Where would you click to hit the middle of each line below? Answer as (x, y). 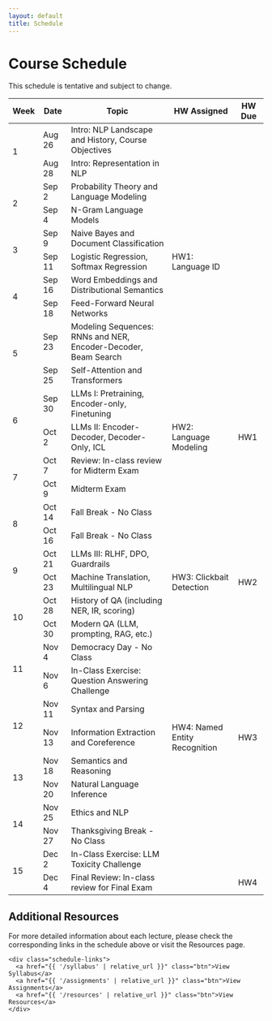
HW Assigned (201, 111)
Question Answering (109, 681)
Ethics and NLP (100, 812)
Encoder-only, (99, 404)
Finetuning (91, 414)
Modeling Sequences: (112, 327)
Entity (183, 738)
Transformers (97, 381)
